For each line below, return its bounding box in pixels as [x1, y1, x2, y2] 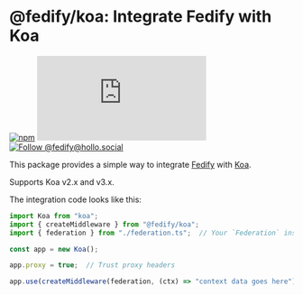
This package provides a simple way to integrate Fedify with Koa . [9, 159, 252, 170]
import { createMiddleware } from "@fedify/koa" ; [9, 219, 200, 229]
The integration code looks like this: [9, 194, 142, 205]
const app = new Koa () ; [9, 244, 99, 254]
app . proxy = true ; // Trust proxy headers [9, 261, 176, 270]
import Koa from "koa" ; [9, 211, 99, 220]
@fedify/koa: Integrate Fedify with [9, 6, 272, 27]
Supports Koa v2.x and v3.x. [9, 176, 115, 187]
